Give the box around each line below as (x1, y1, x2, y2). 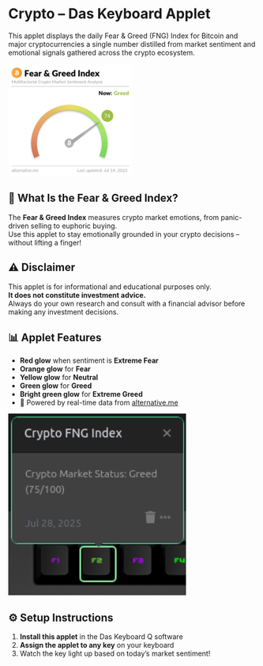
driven (8, 221, 29, 230)
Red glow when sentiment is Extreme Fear (19, 356, 160, 365)
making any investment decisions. (8, 306, 119, 317)
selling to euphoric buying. (30, 221, 118, 230)
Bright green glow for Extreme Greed (19, 390, 144, 399)
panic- (220, 212, 242, 222)
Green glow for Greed (19, 381, 92, 390)
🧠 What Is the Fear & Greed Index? (8, 192, 178, 205)
